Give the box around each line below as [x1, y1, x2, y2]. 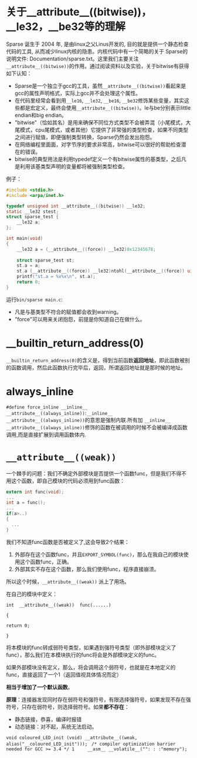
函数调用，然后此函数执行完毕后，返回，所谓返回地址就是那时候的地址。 [11, 364, 186, 371]
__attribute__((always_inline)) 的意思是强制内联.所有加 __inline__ [6, 416, 171, 423]
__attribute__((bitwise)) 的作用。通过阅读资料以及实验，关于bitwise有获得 [6, 62, 189, 69]
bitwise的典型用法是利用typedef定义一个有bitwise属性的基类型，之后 [14, 155, 182, 162]
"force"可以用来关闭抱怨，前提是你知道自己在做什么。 [14, 315, 145, 322]
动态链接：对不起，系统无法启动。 [14, 723, 97, 730]
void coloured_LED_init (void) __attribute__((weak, [6, 735, 138, 740]
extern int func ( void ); [6, 489, 64, 495]
